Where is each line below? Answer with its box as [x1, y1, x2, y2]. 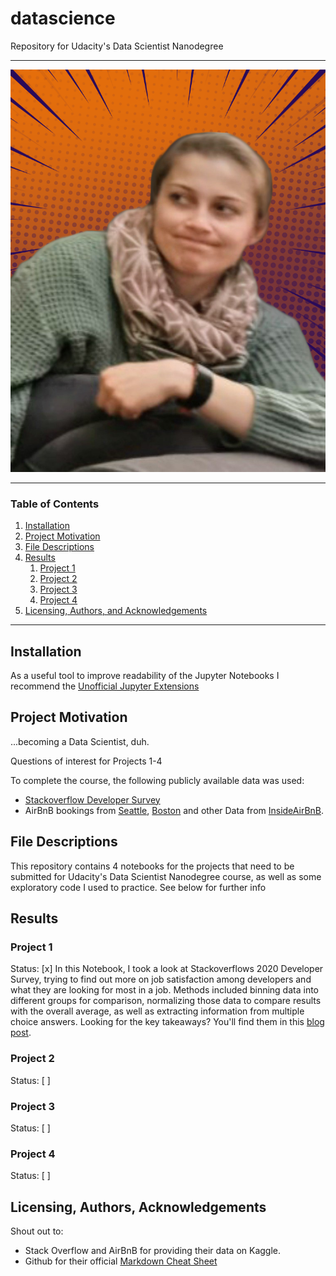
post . [10, 1027, 32, 1039]
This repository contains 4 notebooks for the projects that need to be [10, 860, 295, 872]
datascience [10, 7, 116, 30]
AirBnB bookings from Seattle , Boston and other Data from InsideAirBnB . [24, 804, 325, 816]
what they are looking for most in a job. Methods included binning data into [10, 984, 319, 996]
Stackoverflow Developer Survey [24, 793, 161, 806]
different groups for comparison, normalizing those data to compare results [10, 995, 322, 1007]
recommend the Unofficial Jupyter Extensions [10, 680, 200, 692]
